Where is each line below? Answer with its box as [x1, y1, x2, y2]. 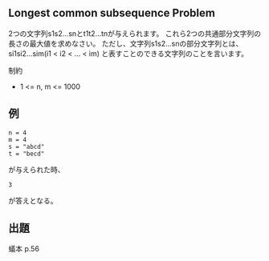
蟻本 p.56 [8, 244, 40, 254]
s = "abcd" [8, 143, 45, 151]
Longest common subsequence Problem [8, 6, 215, 20]
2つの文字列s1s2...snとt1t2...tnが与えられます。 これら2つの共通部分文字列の [8, 28, 261, 38]
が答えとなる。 [8, 195, 58, 205]
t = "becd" [8, 150, 45, 158]
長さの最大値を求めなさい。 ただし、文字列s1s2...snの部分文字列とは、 [8, 38, 243, 48]
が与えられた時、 [8, 164, 65, 175]
